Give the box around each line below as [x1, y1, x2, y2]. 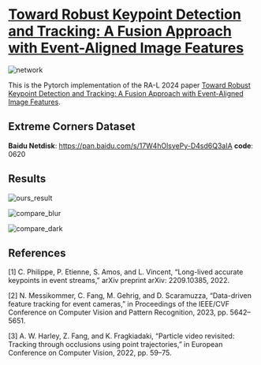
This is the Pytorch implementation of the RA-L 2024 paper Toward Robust [8, 80, 251, 90]
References [8, 246, 66, 259]
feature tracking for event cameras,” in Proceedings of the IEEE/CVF [8, 300, 230, 309]
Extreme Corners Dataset [8, 120, 136, 133]
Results [8, 172, 47, 186]
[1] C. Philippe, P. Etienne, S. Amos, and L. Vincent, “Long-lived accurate [8, 267, 244, 277]
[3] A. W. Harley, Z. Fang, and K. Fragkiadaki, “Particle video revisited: [8, 331, 235, 341]
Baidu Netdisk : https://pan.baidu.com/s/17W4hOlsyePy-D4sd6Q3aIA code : [8, 140, 254, 151]
